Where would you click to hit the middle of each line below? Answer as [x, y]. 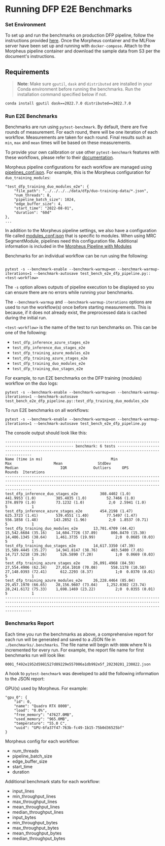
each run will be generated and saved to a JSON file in [60, 639]
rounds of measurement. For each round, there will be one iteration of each [81, 132]
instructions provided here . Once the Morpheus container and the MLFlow [80, 41]
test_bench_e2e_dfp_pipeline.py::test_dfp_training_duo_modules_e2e [77, 401]
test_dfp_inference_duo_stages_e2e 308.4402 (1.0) [68, 494]
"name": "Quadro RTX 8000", [43, 706]
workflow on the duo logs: [32, 383]
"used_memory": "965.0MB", [42, 719]
